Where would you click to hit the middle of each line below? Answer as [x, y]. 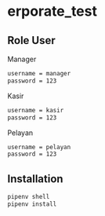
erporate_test [52, 11]
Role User [31, 40]
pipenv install [32, 204]
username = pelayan [39, 147]
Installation [35, 179]
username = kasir [36, 110]
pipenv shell [29, 197]
